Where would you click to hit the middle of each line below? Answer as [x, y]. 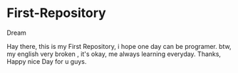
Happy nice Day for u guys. [47, 61]
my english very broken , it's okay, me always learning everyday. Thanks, [114, 54]
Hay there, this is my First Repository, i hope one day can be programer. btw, [119, 46]
